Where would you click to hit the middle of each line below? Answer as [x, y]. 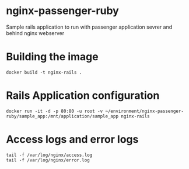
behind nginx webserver [35, 33]
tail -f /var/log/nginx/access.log [49, 155]
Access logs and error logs [72, 139]
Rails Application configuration [83, 96]
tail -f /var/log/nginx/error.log [48, 160]
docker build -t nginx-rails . [44, 72]
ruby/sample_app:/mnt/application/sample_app [62, 116]
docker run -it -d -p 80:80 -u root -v [55, 111]
